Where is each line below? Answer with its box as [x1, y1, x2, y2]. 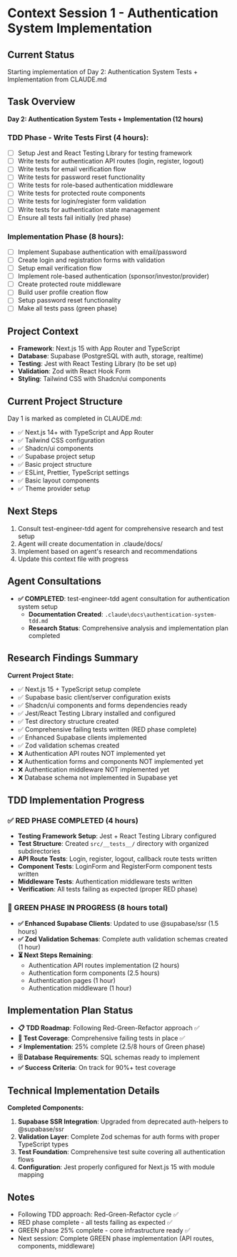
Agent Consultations [7, 575, 102, 587]
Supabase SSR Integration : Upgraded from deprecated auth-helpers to [17, 1117, 228, 1126]
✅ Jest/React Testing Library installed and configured [17, 709, 176, 717]
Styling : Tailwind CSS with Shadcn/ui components [17, 375, 166, 383]
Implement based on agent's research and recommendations [17, 547, 198, 555]
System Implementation [7, 20, 152, 36]
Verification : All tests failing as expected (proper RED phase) [17, 885, 198, 894]
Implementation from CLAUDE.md [7, 75, 107, 84]
